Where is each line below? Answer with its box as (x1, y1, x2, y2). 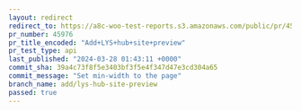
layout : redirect (8, 13, 74, 22)
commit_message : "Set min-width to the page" (8, 72, 181, 81)
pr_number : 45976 (8, 30, 74, 38)
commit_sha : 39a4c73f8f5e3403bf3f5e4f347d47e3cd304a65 (8, 64, 218, 73)
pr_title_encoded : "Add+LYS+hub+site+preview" (8, 38, 186, 47)
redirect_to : (8, 21, 58, 30)
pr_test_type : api (8, 47, 77, 55)
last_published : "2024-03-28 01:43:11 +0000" (8, 55, 181, 64)
